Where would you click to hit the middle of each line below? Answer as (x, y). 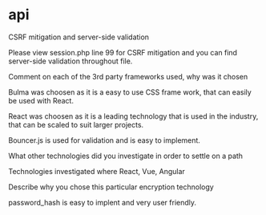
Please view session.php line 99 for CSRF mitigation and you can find (123, 52)
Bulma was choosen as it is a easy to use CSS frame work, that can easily (130, 92)
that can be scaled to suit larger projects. (76, 124)
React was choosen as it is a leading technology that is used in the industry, (133, 116)
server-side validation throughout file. (71, 61)
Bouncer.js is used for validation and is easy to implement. (104, 140)
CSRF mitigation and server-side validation (79, 37)
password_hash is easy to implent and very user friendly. (103, 202)
